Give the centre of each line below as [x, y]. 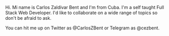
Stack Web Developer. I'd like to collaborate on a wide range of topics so [81, 13]
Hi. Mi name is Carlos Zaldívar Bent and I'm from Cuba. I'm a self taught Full [85, 7]
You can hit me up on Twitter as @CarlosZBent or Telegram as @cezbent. [82, 28]
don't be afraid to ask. [29, 18]
